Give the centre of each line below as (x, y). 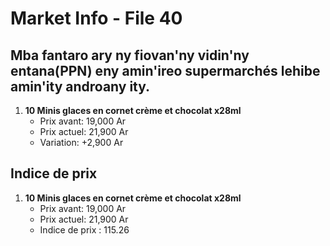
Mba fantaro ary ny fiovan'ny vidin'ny (130, 55)
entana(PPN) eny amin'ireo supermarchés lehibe (165, 70)
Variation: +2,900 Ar (81, 142)
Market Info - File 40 (96, 18)
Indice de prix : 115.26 (84, 229)
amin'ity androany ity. (80, 86)
